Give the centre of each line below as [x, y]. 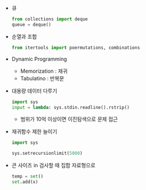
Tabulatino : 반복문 [42, 78]
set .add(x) [25, 182]
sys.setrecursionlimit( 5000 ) [47, 154]
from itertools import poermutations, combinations [76, 48]
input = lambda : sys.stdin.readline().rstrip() [70, 107]
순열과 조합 [24, 36]
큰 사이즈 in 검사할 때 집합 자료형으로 [53, 165]
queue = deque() [31, 25]
